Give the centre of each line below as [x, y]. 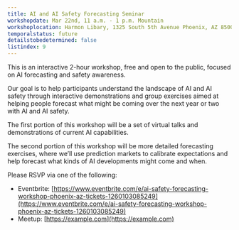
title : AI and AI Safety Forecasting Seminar [76, 14]
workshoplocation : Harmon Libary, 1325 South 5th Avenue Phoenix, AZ [113, 27]
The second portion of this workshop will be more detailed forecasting [110, 146]
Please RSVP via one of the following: [62, 175]
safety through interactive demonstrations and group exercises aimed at [113, 96]
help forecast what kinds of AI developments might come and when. [107, 161]
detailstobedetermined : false [52, 40]
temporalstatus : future [43, 34]
